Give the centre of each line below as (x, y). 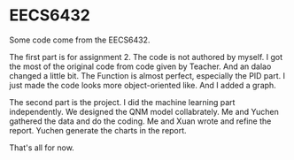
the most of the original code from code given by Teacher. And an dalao (140, 66)
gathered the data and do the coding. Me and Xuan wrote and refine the (140, 121)
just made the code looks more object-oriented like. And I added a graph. (143, 85)
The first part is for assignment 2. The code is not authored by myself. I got (146, 57)
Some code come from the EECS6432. (80, 40)
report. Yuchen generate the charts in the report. (98, 130)
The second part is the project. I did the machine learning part (122, 102)
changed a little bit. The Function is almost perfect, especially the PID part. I (147, 75)
